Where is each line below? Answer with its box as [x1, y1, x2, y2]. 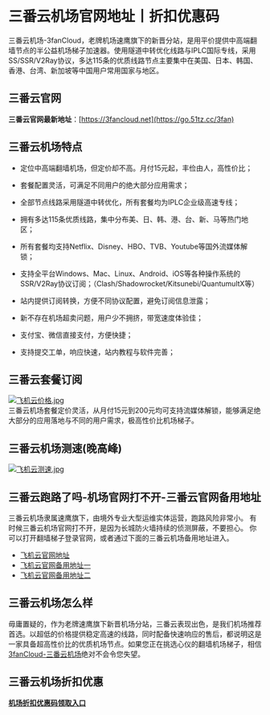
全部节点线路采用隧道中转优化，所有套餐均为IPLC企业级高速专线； [19, 197, 240, 207]
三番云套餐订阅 [8, 372, 83, 386]
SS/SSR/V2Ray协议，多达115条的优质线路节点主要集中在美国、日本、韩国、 [8, 55, 258, 65]
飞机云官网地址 [19, 550, 70, 560]
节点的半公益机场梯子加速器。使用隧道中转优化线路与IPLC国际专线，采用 [14, 45, 256, 55]
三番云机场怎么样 [8, 596, 93, 610]
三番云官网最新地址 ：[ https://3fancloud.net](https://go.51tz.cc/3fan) [8, 114, 235, 124]
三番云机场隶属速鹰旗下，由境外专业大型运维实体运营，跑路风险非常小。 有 [8, 513, 257, 523]
